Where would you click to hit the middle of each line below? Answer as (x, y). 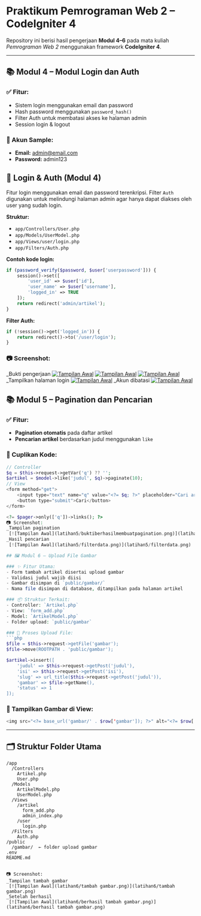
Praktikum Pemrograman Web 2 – (91, 11)
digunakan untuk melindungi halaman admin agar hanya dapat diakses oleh (99, 198)
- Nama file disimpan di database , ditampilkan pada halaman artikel (95, 589)
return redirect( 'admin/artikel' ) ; (61, 303)
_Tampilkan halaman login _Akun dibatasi (78, 380)
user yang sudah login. (34, 205)
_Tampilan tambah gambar (37, 881)
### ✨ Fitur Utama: (31, 567)
